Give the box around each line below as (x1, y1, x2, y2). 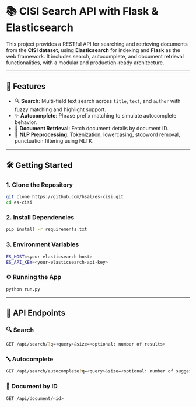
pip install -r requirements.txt (6, 226, 87, 233)
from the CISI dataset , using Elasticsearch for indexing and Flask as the (6, 46, 181, 53)
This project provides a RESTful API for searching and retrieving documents (6, 40, 188, 47)
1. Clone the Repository (6, 181, 73, 189)
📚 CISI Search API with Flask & (6, 5, 159, 18)
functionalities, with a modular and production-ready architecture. (6, 59, 164, 66)
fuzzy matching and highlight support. (14, 106, 107, 113)
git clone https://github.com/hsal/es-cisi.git (6, 194, 124, 200)
